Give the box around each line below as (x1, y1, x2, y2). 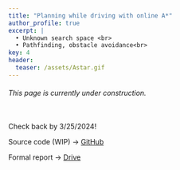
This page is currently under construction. (8, 89, 147, 98)
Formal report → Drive (8, 152, 81, 162)
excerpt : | (8, 26, 45, 34)
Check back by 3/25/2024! (8, 121, 97, 131)
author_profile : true (8, 19, 80, 27)
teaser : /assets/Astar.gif (15, 64, 105, 72)
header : (8, 57, 34, 65)
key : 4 (8, 49, 30, 57)
